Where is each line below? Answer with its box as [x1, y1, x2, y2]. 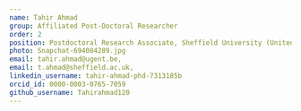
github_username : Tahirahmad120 [9, 88, 130, 97]
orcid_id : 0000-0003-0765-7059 [9, 80, 126, 89]
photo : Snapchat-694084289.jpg [9, 47, 126, 55]
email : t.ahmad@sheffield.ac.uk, [9, 64, 134, 73]
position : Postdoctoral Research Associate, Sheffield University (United [9, 38, 295, 47]
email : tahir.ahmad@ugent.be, [9, 55, 123, 64]
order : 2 [9, 30, 42, 38]
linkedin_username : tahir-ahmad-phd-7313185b [9, 72, 182, 81]
